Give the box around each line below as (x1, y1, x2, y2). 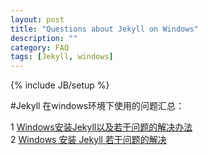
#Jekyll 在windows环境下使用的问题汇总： (10, 100, 185, 112)
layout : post (10, 14, 65, 25)
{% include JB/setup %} (10, 79, 110, 91)
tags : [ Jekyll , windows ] (10, 52, 114, 62)
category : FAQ (10, 42, 70, 53)
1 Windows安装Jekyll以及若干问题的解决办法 (10, 121, 193, 133)
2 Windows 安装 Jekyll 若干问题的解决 (10, 134, 167, 146)
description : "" (10, 33, 78, 43)
